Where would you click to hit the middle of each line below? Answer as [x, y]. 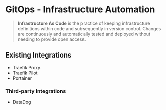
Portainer [22, 78]
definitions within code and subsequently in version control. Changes [89, 28]
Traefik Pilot [25, 73]
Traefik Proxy [26, 67]
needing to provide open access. [52, 39]
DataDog [22, 102]
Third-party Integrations [36, 91]
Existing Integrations [38, 55]
